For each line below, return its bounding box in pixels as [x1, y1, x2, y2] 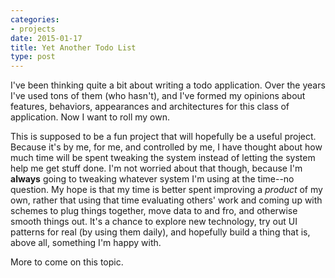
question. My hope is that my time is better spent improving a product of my [10, 184, 323, 196]
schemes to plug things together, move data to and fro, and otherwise [10, 205, 298, 217]
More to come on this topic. [10, 256, 124, 268]
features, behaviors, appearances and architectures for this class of [10, 101, 290, 113]
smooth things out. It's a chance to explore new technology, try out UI [10, 216, 298, 228]
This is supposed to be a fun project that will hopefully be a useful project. [10, 131, 317, 143]
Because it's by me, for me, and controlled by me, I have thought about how [10, 141, 323, 153]
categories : [10, 14, 60, 25]
